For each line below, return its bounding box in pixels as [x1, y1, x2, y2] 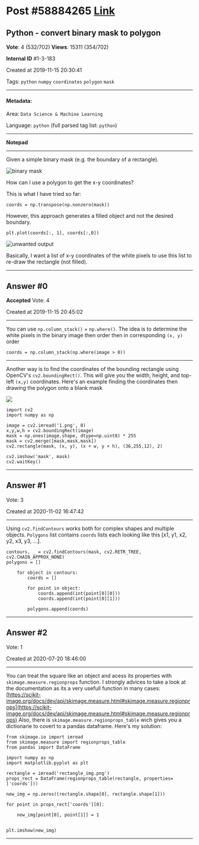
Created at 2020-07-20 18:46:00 [6, 655, 86, 662]
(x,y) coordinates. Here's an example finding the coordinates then [15, 378, 178, 385]
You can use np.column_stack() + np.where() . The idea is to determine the [6, 325, 188, 333]
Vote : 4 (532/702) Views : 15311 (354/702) [6, 43, 109, 50]
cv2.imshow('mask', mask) [6, 454, 70, 460]
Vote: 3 [6, 496, 24, 503]
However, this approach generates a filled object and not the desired [6, 212, 174, 220]
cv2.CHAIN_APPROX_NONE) [6, 554, 65, 560]
